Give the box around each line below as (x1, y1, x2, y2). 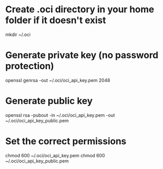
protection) (5, 60, 54, 72)
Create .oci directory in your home (5, 4, 155, 15)
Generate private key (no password (5, 50, 159, 61)
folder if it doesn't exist (5, 14, 106, 26)
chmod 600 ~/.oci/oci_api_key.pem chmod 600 (5, 152, 105, 158)
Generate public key (5, 95, 93, 107)
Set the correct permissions (5, 136, 127, 147)
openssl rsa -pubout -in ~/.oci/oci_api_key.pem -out (5, 112, 115, 118)
